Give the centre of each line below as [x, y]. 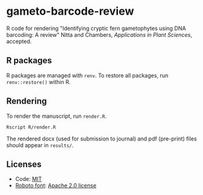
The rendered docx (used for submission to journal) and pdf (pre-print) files [102, 139]
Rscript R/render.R [31, 127]
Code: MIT [28, 179]
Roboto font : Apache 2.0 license [56, 186]
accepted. [19, 41]
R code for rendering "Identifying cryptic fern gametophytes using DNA [96, 28]
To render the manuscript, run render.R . [57, 116]
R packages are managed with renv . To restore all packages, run [87, 75]
